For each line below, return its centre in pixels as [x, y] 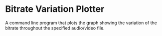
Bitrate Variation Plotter [55, 9]
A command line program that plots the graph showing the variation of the [81, 23]
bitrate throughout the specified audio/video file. [55, 28]
